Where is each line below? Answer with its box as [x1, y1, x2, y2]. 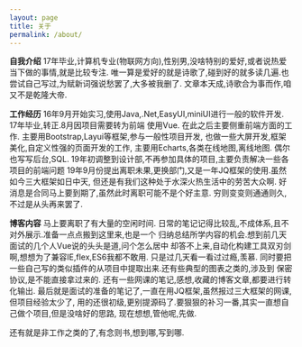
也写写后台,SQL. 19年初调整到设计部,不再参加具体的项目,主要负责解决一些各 [9, 154, 290, 165]
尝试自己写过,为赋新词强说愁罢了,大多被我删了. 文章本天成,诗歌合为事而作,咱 [9, 78, 292, 89]
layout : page [9, 13, 59, 23]
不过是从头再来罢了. [9, 199, 84, 210]
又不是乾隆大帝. [9, 89, 68, 100]
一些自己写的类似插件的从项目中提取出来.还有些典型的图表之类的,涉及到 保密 [9, 263, 293, 274]
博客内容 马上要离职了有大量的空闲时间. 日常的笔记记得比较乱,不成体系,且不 [9, 218, 289, 229]
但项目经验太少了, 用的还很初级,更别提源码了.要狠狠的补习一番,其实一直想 [9, 297, 282, 307]
